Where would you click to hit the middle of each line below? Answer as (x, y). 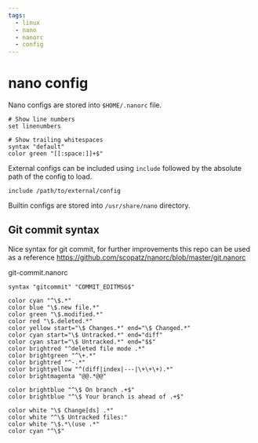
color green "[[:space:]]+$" (56, 154)
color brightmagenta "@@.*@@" (58, 376)
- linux (28, 23)
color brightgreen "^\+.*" (52, 355)
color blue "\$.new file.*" (54, 307)
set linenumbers (35, 126)
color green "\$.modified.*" (56, 314)
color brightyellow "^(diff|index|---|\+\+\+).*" (91, 369)
